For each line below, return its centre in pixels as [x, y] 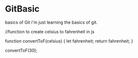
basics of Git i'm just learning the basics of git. [51, 22]
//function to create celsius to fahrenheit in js [50, 31]
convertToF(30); [21, 50]
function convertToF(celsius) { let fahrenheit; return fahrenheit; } [69, 41]
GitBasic [22, 9]
